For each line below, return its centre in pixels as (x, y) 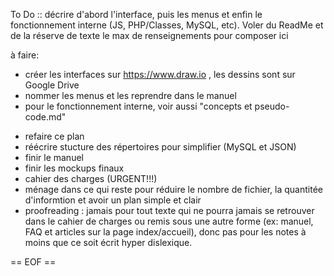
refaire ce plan (54, 136)
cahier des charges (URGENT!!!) (91, 178)
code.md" (45, 117)
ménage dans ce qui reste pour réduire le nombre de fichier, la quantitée (173, 189)
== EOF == (33, 262)
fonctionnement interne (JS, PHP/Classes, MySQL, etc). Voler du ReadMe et (167, 25)
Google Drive (52, 85)
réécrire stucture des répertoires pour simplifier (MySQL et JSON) (160, 147)
